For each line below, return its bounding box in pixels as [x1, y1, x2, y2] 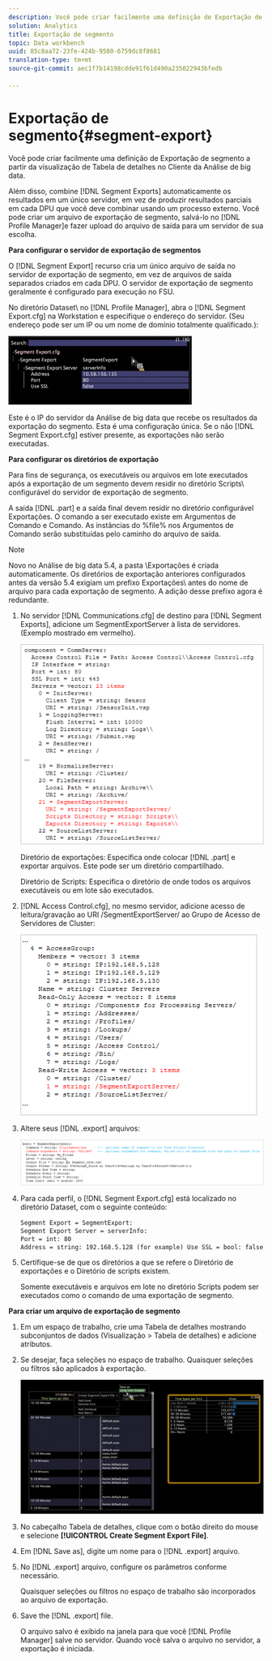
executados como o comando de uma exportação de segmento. [19, 1290, 235, 1300]
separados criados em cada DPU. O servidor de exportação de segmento [8, 278, 253, 288]
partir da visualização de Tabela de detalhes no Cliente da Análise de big [8, 162, 251, 171]
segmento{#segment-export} [8, 126, 213, 145]
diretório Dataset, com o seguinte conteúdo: [19, 1202, 168, 1212]
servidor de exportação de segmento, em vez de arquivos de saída [8, 269, 232, 279]
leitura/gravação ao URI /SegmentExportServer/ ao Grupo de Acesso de [19, 910, 261, 919]
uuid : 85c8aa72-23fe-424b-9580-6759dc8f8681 [8, 47, 161, 56]
